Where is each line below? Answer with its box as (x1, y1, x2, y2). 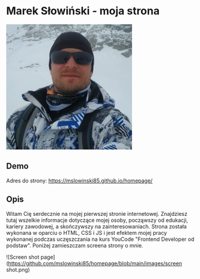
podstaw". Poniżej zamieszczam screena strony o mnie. (6, 241, 143, 249)
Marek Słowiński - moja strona (6, 4, 160, 18)
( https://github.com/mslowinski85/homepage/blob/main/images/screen (6, 259, 182, 266)
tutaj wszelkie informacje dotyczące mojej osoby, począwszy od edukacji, (6, 216, 188, 224)
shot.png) (6, 266, 30, 273)
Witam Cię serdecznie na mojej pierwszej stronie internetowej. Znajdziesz (6, 210, 188, 217)
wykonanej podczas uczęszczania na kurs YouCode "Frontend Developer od (6, 235, 195, 243)
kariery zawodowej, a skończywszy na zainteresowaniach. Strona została (6, 222, 187, 230)
